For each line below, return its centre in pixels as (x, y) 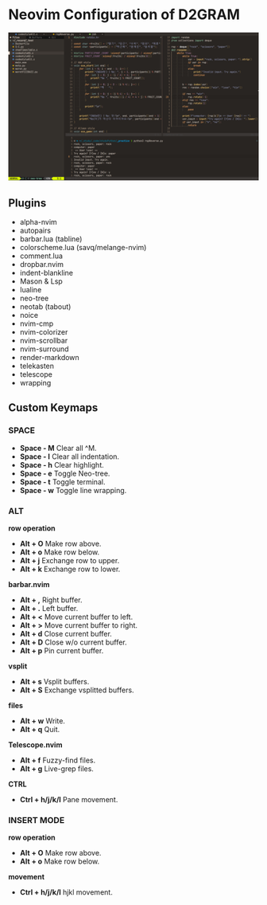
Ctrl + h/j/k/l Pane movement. (69, 800)
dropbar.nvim (41, 264)
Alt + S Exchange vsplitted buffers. (77, 690)
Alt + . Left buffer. (49, 609)
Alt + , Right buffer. (51, 600)
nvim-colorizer (44, 332)
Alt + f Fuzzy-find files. (58, 760)
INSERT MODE (37, 820)
